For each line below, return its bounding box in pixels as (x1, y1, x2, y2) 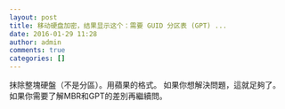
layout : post (9, 12, 58, 22)
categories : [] (9, 54, 66, 63)
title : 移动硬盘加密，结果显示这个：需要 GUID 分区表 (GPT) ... (9, 21, 227, 30)
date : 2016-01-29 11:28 (9, 29, 98, 38)
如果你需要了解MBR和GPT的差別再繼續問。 (9, 90, 167, 101)
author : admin (9, 37, 62, 47)
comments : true (9, 46, 66, 55)
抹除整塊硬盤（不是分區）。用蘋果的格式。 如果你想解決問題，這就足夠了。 (9, 80, 281, 90)
